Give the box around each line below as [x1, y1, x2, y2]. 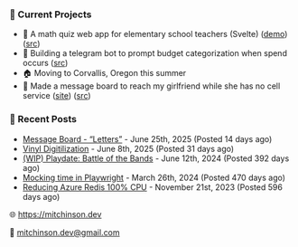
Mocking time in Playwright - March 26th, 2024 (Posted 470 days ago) [22, 172, 286, 183]
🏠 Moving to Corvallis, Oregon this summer [22, 68, 187, 79]
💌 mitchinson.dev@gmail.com [9, 226, 120, 238]
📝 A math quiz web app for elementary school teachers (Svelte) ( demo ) [22, 29, 288, 40]
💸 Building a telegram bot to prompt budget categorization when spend [22, 48, 287, 59]
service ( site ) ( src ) [22, 90, 92, 101]
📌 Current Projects [9, 8, 92, 21]
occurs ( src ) [22, 58, 69, 69]
